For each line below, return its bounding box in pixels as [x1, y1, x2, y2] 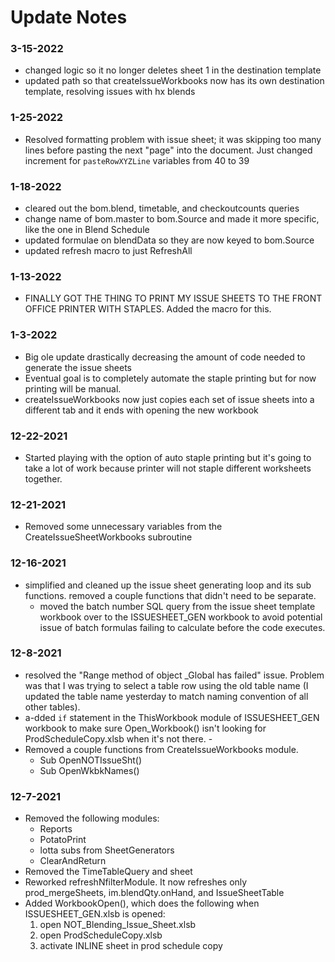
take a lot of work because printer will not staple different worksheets [24, 462, 312, 474]
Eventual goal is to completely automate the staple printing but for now [24, 372, 317, 384]
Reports [39, 823, 73, 835]
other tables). [24, 701, 81, 713]
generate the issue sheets [24, 361, 132, 373]
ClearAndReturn [39, 855, 107, 867]
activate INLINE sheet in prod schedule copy [39, 940, 223, 952]
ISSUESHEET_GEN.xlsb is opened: [24, 908, 166, 920]
